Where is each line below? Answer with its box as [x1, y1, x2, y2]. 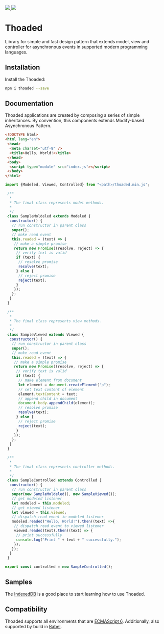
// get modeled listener [11, 496, 63, 501]
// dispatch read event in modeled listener [11, 514, 104, 520]
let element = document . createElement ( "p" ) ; [18, 382, 111, 387]
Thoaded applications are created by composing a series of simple [5, 112, 140, 118]
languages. [5, 49, 28, 55]
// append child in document [18, 396, 78, 401]
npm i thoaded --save [5, 86, 49, 91]
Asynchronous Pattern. [5, 123, 51, 129]
